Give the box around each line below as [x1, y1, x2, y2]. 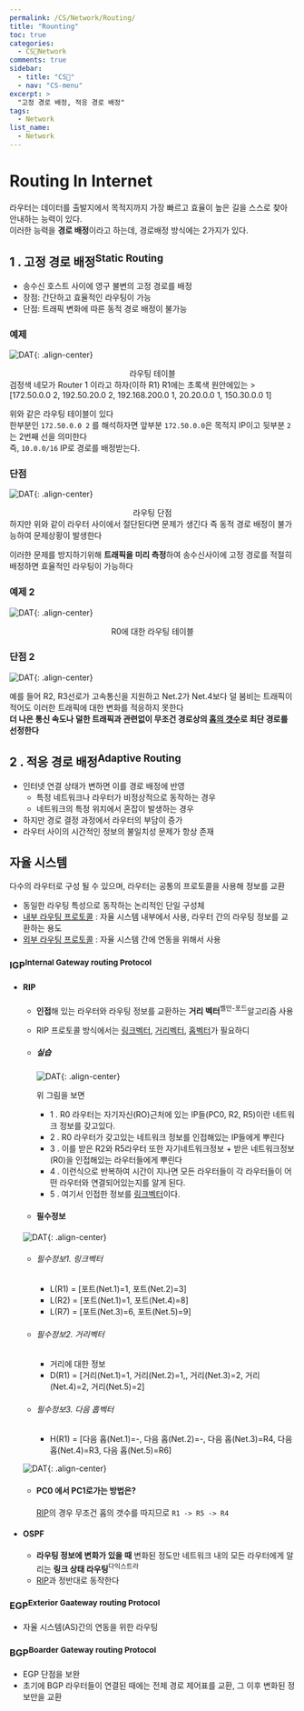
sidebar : [9, 65, 43, 74]
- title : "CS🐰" [17, 73, 75, 82]
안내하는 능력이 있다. [9, 213, 83, 224]
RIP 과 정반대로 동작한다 [35, 1575, 120, 1586]
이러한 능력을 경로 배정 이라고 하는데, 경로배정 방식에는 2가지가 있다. [9, 225, 250, 235]
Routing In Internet [9, 171, 153, 192]
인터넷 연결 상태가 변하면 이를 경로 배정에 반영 [22, 780, 185, 791]
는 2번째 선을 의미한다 [9, 431, 88, 442]
